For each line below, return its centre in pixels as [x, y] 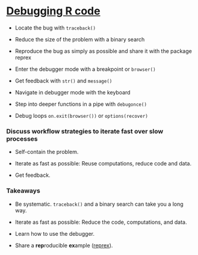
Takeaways [23, 191]
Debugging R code [53, 11]
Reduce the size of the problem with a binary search [80, 39]
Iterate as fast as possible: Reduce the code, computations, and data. [101, 222]
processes [22, 138]
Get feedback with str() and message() [63, 81]
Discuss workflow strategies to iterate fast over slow [85, 131]
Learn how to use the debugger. [55, 233]
